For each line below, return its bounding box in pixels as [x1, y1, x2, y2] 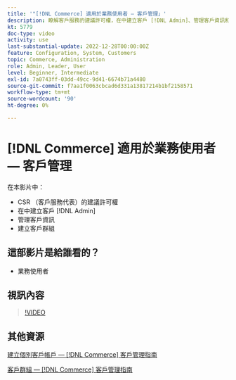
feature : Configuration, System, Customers [7, 50, 137, 57]
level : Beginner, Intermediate [7, 69, 99, 76]
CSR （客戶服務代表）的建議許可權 [17, 198, 118, 206]
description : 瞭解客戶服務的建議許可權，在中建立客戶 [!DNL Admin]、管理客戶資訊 [7, 17, 225, 24]
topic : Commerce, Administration [7, 56, 105, 63]
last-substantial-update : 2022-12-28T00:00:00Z [7, 43, 150, 50]
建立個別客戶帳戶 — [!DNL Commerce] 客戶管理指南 [7, 350, 158, 359]
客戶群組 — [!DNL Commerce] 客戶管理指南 [7, 365, 133, 374]
